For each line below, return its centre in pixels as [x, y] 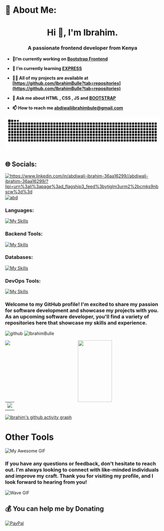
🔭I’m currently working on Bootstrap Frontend [60, 59]
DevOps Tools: [23, 281]
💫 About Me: [31, 10]
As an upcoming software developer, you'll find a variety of [77, 317]
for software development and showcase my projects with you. [82, 311]
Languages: [20, 210]
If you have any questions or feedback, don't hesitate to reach [81, 463]
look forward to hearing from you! [46, 482]
